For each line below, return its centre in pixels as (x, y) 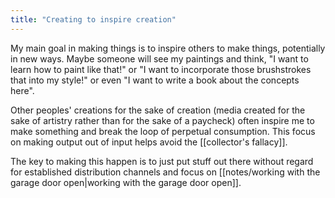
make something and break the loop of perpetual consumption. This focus (163, 131)
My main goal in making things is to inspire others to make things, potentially (168, 48)
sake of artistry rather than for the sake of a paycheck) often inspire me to (162, 120)
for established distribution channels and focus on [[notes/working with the (165, 172)
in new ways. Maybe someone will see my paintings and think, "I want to (159, 58)
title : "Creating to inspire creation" (93, 19)
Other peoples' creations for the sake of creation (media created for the (158, 110)
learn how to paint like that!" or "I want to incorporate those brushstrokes (161, 69)
